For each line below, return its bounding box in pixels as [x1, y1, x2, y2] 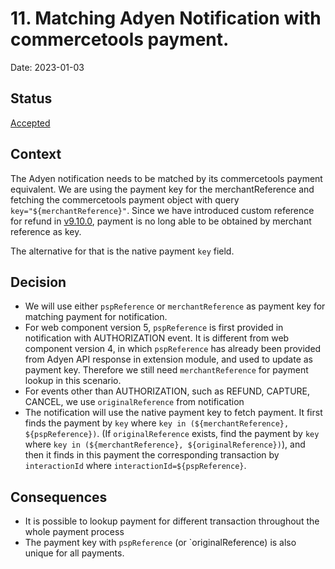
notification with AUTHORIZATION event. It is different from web [24, 332, 290, 344]
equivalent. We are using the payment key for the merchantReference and [10, 183, 315, 195]
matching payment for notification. [24, 311, 168, 323]
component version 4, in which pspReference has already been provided [24, 343, 322, 355]
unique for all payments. [24, 547, 125, 559]
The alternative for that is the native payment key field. [10, 245, 235, 257]
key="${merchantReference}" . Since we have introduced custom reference [10, 204, 315, 216]
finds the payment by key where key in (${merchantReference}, [24, 417, 290, 429]
